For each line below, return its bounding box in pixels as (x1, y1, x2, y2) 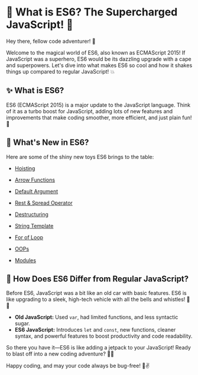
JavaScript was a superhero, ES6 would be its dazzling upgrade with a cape (6, 55, 191, 62)
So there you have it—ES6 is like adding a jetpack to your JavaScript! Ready (6, 344, 191, 351)
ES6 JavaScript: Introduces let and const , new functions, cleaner (14, 326, 176, 333)
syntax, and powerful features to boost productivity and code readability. (14, 332, 193, 340)
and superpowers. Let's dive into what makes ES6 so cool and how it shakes (6, 62, 193, 69)
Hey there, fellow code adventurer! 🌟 (6, 37, 96, 45)
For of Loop (14, 234, 43, 241)
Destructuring (14, 211, 49, 218)
